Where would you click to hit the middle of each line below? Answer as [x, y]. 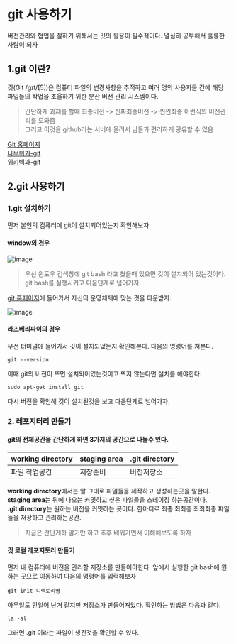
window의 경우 [29, 243]
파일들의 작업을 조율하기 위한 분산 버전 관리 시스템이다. [83, 96]
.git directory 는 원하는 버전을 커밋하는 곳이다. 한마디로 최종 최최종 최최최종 [112, 508]
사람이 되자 [23, 44]
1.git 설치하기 [29, 209]
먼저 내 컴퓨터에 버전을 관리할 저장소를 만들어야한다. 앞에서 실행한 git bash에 [113, 567]
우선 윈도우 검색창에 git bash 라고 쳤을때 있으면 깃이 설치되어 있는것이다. [125, 273]
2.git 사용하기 [36, 186]
